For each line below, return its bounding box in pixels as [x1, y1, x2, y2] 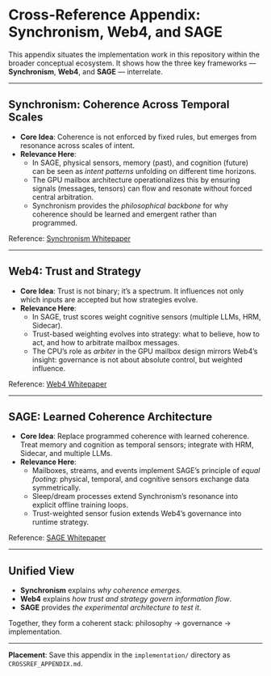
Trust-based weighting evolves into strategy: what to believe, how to [31, 329, 261, 339]
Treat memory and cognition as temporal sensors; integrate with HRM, [19, 440, 254, 450]
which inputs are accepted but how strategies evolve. [19, 294, 198, 304]
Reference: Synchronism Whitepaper [8, 233, 131, 243]
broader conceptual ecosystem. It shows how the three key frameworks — [8, 58, 256, 68]
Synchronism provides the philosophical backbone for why [31, 201, 228, 210]
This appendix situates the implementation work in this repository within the [8, 49, 261, 59]
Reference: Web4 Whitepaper [8, 378, 107, 389]
